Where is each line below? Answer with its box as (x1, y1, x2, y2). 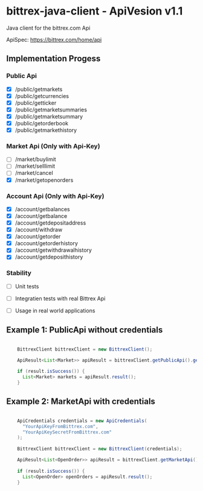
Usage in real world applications (14, 307, 95, 314)
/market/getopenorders (14, 176, 74, 183)
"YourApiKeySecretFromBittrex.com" (22, 429, 112, 435)
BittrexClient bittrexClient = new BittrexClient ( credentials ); (17, 446, 182, 452)
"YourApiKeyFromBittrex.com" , (22, 423, 98, 429)
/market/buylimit (14, 156, 56, 163)
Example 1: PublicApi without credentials (6, 325, 163, 335)
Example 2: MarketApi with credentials (6, 397, 156, 407)
